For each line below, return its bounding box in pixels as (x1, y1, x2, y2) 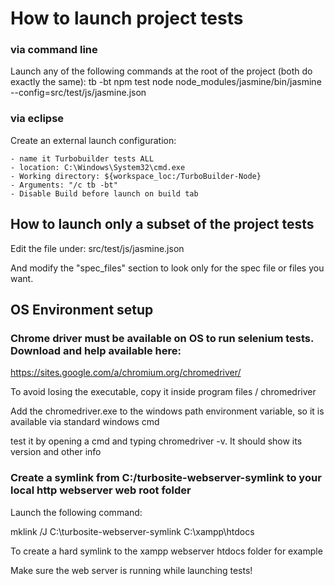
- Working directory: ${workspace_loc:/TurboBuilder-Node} (10, 171, 262, 181)
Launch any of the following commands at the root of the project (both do (10, 65, 313, 77)
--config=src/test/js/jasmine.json (10, 87, 147, 99)
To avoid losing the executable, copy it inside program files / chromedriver (10, 386, 317, 398)
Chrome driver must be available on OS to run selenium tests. (10, 331, 314, 345)
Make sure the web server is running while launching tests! (10, 564, 253, 576)
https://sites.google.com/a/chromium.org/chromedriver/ (10, 367, 242, 379)
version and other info (10, 446, 102, 458)
